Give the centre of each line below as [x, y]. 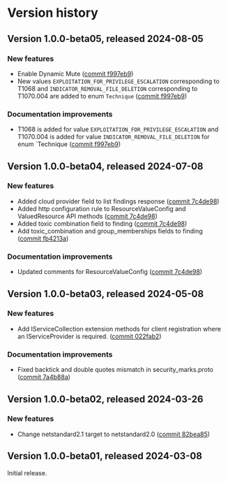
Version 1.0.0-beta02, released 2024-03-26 [105, 399]
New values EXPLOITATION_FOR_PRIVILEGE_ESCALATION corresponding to [118, 81]
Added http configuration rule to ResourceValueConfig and [101, 208]
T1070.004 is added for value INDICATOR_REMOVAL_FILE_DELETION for [114, 137]
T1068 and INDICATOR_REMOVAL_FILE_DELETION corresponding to [107, 88]
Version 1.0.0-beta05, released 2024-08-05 [105, 39]
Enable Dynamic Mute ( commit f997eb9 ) [75, 73]
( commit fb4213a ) [43, 238]
